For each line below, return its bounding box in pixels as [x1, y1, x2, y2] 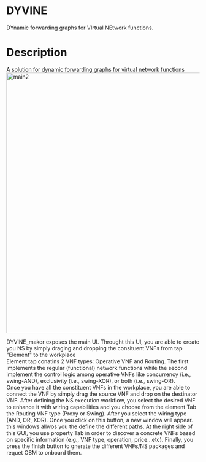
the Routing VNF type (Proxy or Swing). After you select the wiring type [6, 409, 187, 417]
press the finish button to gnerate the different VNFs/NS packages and [6, 442, 185, 450]
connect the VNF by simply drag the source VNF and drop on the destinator [6, 390, 197, 398]
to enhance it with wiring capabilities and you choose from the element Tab [6, 403, 197, 410]
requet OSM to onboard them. [6, 449, 82, 456]
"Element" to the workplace [6, 351, 76, 358]
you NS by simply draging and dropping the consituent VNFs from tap [6, 344, 183, 352]
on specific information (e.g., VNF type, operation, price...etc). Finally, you [6, 436, 194, 443]
